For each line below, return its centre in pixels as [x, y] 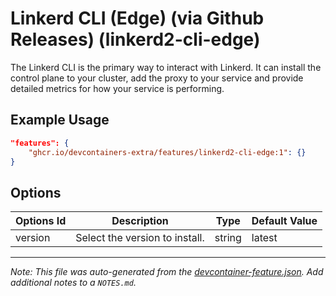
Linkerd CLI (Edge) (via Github [137, 18]
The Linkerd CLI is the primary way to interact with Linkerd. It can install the [166, 67]
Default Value [284, 221]
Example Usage [60, 120]
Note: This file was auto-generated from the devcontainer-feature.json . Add [167, 272]
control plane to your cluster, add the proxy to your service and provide [157, 78]
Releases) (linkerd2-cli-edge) [135, 39]
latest [264, 238]
